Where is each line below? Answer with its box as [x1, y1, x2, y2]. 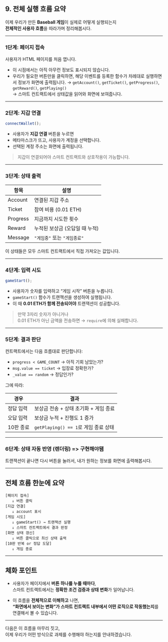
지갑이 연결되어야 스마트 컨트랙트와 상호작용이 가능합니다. [17, 154, 130, 160]
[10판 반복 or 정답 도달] [5, 541, 52, 546]
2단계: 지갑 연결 [5, 109, 41, 116]
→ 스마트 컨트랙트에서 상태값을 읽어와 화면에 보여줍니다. [12, 91, 122, 97]
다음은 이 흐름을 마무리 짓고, [5, 625, 60, 631]
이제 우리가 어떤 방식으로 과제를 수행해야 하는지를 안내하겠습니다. [5, 631, 132, 637]
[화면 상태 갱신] [5, 531, 35, 536]
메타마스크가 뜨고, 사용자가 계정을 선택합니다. [12, 137, 101, 143]
